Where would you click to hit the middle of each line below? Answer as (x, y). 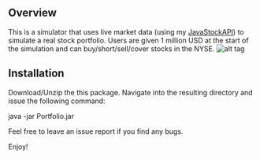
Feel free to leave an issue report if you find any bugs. (96, 131)
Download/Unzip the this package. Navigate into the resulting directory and (131, 92)
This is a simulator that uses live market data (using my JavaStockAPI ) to (126, 31)
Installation (36, 74)
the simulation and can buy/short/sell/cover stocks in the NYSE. (111, 48)
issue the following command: (57, 101)
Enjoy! (19, 146)
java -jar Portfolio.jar (41, 116)
